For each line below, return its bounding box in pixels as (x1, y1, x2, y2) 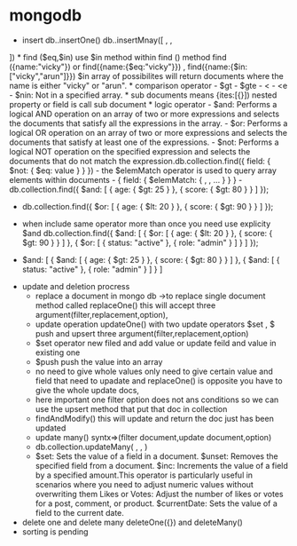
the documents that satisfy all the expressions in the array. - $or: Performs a (9, 117, 288, 129)
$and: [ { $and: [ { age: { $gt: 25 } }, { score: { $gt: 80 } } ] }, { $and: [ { (21, 254, 280, 265)
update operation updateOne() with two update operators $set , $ (35, 319, 275, 329)
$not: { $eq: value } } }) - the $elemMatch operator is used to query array (9, 165, 277, 176)
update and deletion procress (21, 281, 130, 291)
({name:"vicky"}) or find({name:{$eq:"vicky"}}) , (9, 61, 186, 72)
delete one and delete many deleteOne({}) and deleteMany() (21, 517, 244, 527)
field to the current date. (35, 507, 124, 518)
